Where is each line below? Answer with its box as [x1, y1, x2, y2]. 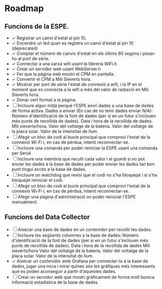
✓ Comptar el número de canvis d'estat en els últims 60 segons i [11, 50, 142, 56]
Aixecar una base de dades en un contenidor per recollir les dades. [17, 226, 152, 232]
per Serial [11, 150, 31, 156]
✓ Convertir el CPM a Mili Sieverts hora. [11, 76, 92, 82]
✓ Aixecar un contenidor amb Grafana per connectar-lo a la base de [11, 258, 148, 264]
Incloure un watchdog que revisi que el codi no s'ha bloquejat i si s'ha [17, 172, 157, 177]
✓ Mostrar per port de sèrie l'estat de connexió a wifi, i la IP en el [11, 81, 142, 87]
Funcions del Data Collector [4, 213, 90, 221]
